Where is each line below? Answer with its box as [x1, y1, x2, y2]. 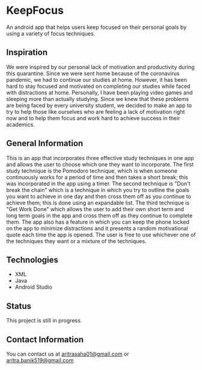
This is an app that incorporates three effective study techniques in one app [6, 154, 194, 161]
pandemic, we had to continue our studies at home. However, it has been [6, 76, 188, 83]
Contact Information [6, 335, 84, 345]
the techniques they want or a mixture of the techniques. [6, 237, 147, 244]
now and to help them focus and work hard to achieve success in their [6, 114, 180, 122]
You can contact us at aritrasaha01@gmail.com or [6, 350, 129, 357]
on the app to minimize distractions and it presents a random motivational [6, 224, 188, 232]
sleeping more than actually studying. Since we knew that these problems [6, 95, 189, 102]
